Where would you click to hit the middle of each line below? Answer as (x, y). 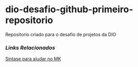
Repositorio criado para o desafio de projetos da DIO (61, 34)
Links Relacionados (30, 48)
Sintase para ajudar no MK (33, 59)
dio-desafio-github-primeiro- (69, 9)
